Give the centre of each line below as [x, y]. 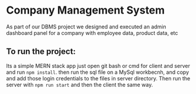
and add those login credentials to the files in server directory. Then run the [98, 78]
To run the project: [41, 52]
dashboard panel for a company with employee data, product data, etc [92, 33]
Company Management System [86, 10]
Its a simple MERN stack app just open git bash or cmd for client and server [98, 66]
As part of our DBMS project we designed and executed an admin [86, 27]
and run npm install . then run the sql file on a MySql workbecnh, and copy [98, 72]
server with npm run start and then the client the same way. [80, 85]
